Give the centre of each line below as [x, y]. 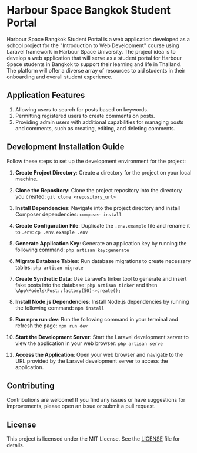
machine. [26, 179]
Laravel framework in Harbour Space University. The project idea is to [91, 51]
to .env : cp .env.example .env [51, 232]
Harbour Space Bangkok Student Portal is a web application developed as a [98, 39]
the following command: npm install [60, 308]
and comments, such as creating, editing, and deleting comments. [95, 128]
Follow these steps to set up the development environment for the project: [96, 161]
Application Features [46, 95]
